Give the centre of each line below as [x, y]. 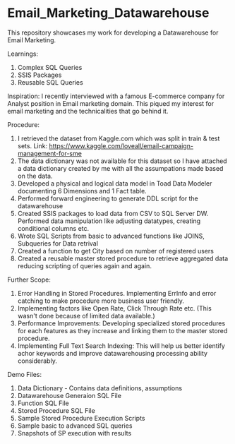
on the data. [35, 176]
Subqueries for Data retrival [58, 243]
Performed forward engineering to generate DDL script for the [108, 198]
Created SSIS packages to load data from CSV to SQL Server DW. [113, 213]
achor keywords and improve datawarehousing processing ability [113, 353]
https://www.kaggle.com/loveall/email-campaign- [121, 145]
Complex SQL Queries [50, 67]
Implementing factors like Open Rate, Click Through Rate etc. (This [114, 308]
